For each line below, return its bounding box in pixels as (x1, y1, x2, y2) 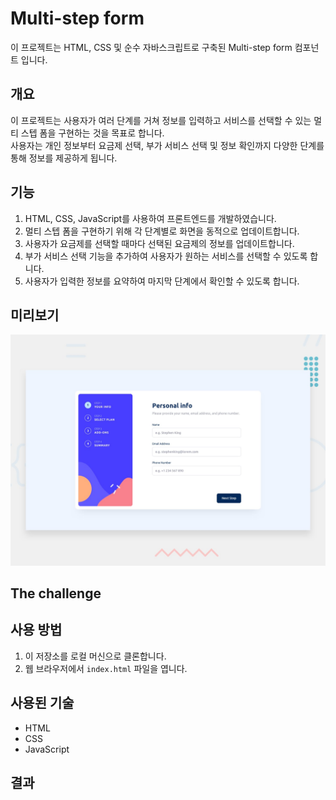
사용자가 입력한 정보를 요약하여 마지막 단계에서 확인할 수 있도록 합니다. (24, 275, 300, 287)
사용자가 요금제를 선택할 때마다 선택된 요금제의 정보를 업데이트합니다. (24, 237, 295, 249)
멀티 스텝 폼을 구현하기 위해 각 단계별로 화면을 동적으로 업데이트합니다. (24, 225, 300, 237)
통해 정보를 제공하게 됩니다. (10, 152, 118, 164)
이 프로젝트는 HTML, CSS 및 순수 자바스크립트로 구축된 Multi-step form (10, 41, 293, 53)
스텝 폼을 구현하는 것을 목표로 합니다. (20, 127, 165, 139)
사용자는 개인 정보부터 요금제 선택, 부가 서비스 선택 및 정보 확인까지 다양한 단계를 (10, 139, 325, 151)
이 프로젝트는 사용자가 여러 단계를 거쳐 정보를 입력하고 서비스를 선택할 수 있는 (10, 114, 312, 126)
